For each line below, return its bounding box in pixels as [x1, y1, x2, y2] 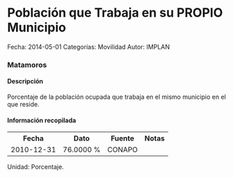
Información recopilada [7, 116, 77, 124]
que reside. [7, 100, 40, 108]
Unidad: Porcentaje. [7, 163, 64, 171]
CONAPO [107, 145, 138, 154]
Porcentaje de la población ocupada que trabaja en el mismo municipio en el [7, 92, 226, 102]
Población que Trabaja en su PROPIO [7, 5, 223, 21]
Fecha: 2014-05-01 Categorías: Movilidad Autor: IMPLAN [7, 42, 170, 51]
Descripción [7, 77, 44, 86]
